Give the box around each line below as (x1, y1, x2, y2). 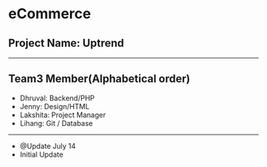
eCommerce (8, 5, 91, 23)
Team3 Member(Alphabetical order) (8, 72, 191, 85)
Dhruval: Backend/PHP (19, 93, 95, 103)
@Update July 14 (19, 141, 76, 150)
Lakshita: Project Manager (19, 110, 106, 120)
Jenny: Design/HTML (19, 101, 90, 111)
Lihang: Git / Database (19, 118, 94, 127)
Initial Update (19, 150, 64, 159)
